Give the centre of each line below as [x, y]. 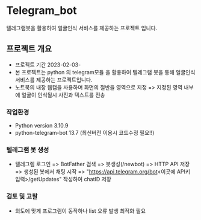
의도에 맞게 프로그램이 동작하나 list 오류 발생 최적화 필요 [80, 211]
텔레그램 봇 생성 [28, 150]
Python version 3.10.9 [42, 126]
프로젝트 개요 [29, 49]
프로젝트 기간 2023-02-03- [48, 65]
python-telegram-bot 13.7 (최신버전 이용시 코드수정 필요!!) [85, 133]
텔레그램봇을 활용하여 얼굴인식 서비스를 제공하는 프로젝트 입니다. [82, 28]
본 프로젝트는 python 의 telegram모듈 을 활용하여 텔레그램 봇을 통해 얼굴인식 [105, 72]
